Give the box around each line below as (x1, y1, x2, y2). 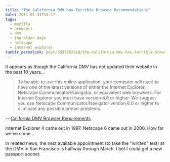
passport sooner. (5, 151, 41, 157)
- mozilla (10, 21, 30, 27)
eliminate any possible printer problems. (17, 105, 102, 112)
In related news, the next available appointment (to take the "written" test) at (5, 140, 164, 146)
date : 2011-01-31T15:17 (5, 12, 56, 17)
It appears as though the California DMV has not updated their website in (5, 64, 157, 70)
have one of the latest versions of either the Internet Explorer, (17, 84, 146, 90)
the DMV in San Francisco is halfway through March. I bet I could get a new (5, 145, 162, 151)
